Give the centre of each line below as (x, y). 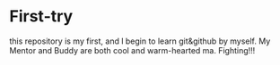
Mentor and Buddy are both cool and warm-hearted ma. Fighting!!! (132, 50)
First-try (41, 16)
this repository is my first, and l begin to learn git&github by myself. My (140, 41)
